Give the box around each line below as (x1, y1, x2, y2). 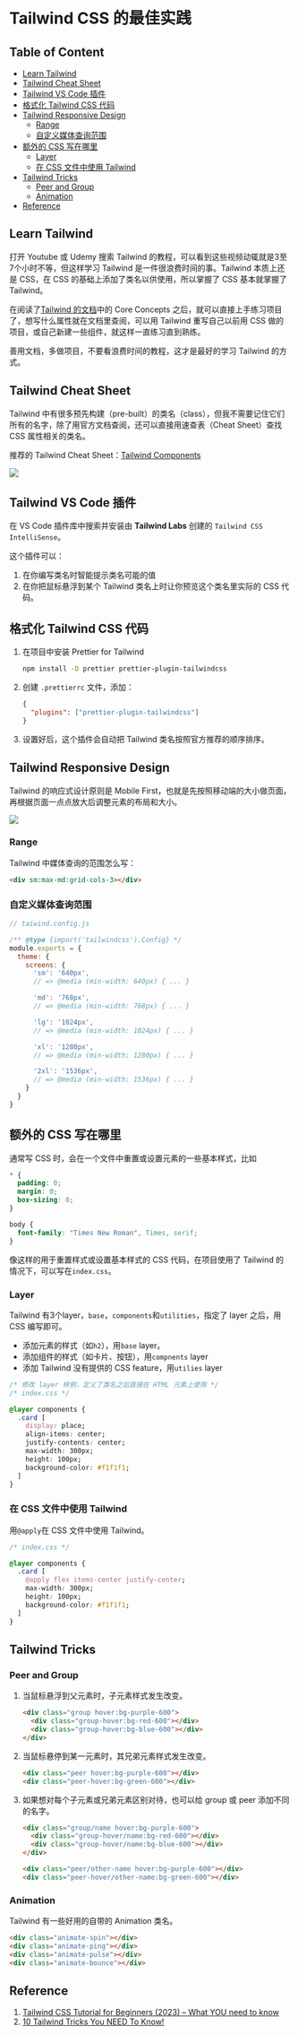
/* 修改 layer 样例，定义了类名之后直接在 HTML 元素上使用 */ (9, 1380, 219, 1390)
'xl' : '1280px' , (32, 1042, 94, 1052)
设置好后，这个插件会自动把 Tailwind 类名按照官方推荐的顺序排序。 (21, 733, 270, 744)
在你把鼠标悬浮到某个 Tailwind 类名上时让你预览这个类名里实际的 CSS (21, 581, 280, 592)
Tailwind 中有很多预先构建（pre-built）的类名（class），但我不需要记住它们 (9, 408, 285, 419)
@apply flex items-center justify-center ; (25, 1575, 186, 1585)
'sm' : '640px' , (32, 969, 90, 978)
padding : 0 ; (17, 1179, 63, 1188)
